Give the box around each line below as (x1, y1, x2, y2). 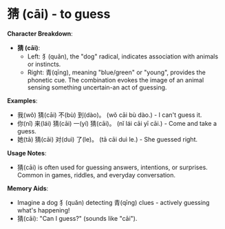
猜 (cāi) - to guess (7, 6, 111, 22)
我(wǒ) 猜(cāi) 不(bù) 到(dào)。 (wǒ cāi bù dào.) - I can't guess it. (17, 111, 202, 119)
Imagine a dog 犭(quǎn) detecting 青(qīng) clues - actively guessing (17, 198, 210, 206)
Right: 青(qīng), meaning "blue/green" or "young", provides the (27, 68, 206, 76)
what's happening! (17, 206, 70, 214)
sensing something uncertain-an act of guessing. (27, 83, 167, 91)
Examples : (7, 96, 38, 105)
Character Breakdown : (7, 29, 74, 38)
